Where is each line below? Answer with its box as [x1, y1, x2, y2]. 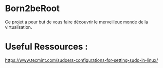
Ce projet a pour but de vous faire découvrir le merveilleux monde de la [5, 19, 148, 25]
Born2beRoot [5, 3, 60, 14]
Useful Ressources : [5, 41, 88, 52]
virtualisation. [5, 24, 33, 30]
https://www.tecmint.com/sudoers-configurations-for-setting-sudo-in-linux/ [5, 57, 158, 63]
